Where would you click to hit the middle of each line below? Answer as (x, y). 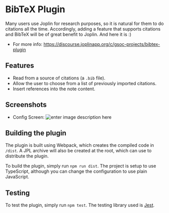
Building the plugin (36, 133)
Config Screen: (29, 117)
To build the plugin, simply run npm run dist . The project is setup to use (81, 166)
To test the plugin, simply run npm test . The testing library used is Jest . (80, 205)
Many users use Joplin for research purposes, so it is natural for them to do (85, 23)
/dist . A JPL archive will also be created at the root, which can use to (78, 151)
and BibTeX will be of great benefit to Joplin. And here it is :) (68, 34)
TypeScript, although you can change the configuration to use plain (76, 171)
